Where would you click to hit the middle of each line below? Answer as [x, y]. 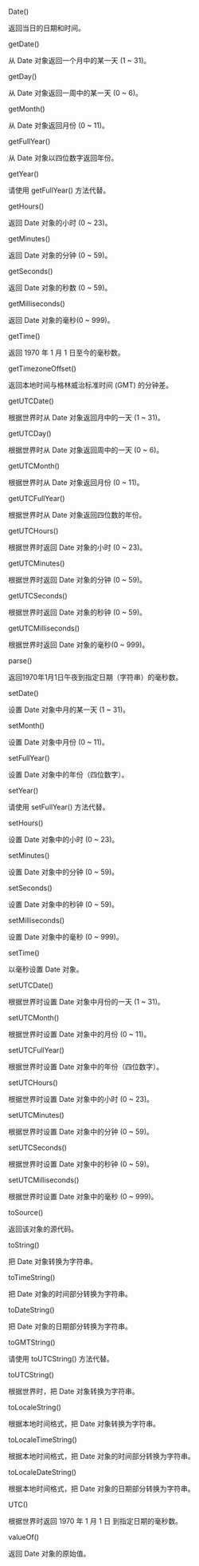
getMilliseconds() [37, 304]
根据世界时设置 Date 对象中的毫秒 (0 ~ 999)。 [83, 1196]
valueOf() [24, 1537]
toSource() [26, 1212]
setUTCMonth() [34, 1018]
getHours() [26, 206]
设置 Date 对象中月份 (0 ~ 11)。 [59, 742]
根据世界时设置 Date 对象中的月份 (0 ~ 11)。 [80, 1034]
